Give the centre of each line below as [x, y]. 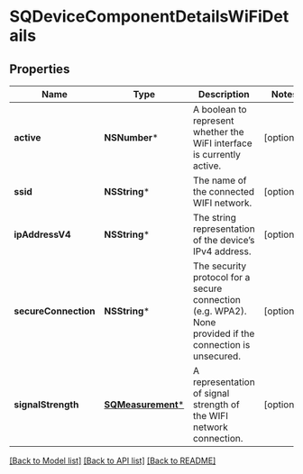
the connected [224, 191]
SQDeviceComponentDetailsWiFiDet [149, 17]
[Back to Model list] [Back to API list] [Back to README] [113, 460]
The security [220, 266]
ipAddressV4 [42, 234]
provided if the [224, 333]
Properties [40, 69]
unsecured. [217, 356]
